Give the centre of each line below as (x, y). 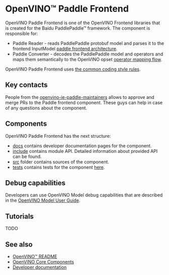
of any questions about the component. (46, 108)
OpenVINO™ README (35, 256)
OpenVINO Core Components (43, 262)
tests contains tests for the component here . (59, 167)
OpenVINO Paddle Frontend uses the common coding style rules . (73, 69)
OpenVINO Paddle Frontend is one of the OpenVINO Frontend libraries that (83, 23)
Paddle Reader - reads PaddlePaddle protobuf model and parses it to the (88, 43)
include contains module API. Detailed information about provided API (85, 151)
